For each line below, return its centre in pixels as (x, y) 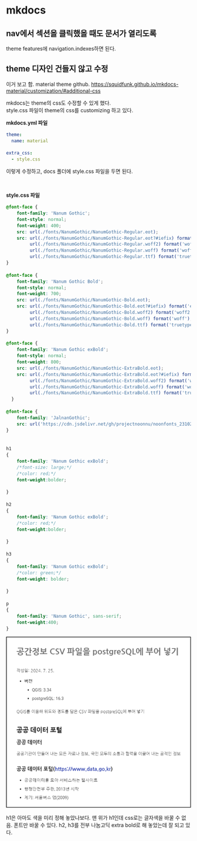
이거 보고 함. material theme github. (48, 84)
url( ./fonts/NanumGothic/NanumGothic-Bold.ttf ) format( (99, 325)
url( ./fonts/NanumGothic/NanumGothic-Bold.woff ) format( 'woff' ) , (111, 319)
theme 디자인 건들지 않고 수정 (57, 69)
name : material (30, 141)
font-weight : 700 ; (39, 294)
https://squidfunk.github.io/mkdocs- (135, 84)
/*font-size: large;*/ (44, 467)
